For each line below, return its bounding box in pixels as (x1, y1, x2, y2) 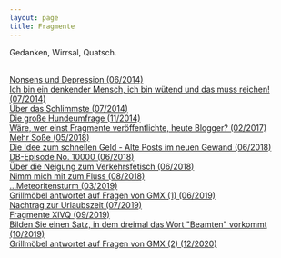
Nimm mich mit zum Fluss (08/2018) (9, 170, 146, 182)
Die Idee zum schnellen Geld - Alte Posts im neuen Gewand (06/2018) (9, 142, 272, 153)
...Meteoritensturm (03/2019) (9, 180, 118, 191)
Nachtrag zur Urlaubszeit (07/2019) (9, 199, 143, 210)
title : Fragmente (9, 22, 75, 31)
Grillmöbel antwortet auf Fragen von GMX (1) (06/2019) (9, 190, 216, 201)
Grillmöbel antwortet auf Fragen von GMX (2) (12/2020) (9, 238, 217, 249)
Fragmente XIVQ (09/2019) (9, 209, 111, 220)
